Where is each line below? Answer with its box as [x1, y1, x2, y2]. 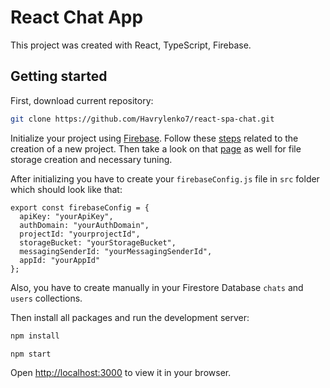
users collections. [10, 292, 83, 304]
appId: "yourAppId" [19, 255, 101, 265]
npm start [10, 349, 52, 359]
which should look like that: [10, 183, 123, 195]
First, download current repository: [10, 94, 154, 106]
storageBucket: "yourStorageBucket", [19, 237, 177, 248]
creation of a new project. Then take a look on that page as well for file [10, 142, 302, 155]
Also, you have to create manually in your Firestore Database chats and [10, 281, 304, 293]
